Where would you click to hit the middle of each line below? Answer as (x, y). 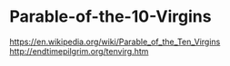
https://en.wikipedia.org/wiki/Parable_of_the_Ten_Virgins (115, 42)
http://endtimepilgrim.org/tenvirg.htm (79, 51)
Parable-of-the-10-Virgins (110, 17)
